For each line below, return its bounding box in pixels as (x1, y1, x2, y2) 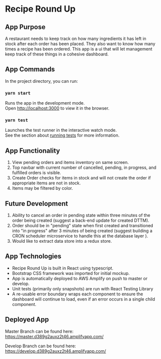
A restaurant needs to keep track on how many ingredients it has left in (5, 36, 146, 41)
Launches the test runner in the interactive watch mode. (5, 127, 117, 133)
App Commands (5, 65, 55, 73)
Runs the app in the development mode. (5, 100, 85, 106)
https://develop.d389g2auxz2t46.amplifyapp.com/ (5, 348, 106, 354)
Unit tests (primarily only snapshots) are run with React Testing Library (12, 286, 154, 291)
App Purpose (5, 23, 46, 31)
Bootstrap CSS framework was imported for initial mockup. (12, 270, 130, 276)
